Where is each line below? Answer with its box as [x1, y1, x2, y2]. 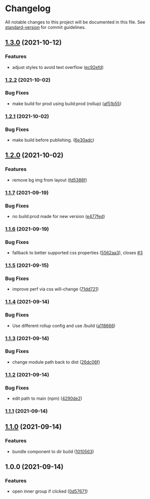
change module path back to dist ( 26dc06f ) [12, 359, 100, 365]
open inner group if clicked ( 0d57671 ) [12, 488, 88, 494]
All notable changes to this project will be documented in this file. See [5, 19, 146, 25]
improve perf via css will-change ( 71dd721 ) [12, 286, 99, 292]
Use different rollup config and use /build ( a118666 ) [12, 323, 116, 328]
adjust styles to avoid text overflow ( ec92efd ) [12, 64, 104, 70]
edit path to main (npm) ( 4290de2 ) [12, 395, 83, 401]
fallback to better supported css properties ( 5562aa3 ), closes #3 [12, 250, 143, 256]
